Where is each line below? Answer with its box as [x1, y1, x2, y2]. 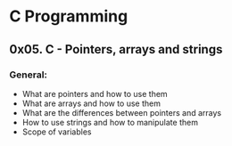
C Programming [9, 6, 128, 27]
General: [9, 69, 47, 81]
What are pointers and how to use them [21, 88, 168, 99]
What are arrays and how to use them [21, 98, 162, 109]
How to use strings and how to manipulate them [21, 117, 199, 127]
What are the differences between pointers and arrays [21, 107, 221, 118]
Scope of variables [21, 126, 92, 137]
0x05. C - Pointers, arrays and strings [9, 42, 223, 57]
